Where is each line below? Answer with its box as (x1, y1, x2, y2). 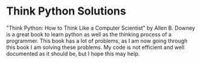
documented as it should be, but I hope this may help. (6, 50, 140, 57)
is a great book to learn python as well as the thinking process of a (6, 30, 172, 38)
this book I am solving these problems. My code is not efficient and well (6, 44, 185, 51)
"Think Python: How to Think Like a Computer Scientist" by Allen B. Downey (6, 24, 196, 31)
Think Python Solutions (6, 4, 127, 18)
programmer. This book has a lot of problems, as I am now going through (6, 37, 188, 44)
